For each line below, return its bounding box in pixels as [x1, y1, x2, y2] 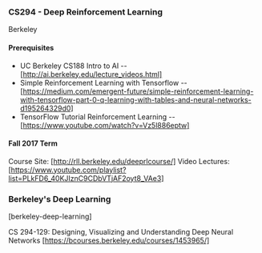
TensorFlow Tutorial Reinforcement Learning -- [19, 111, 175, 122]
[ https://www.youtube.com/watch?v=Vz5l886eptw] [19, 120, 190, 130]
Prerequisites [8, 42, 54, 52]
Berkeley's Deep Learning [8, 193, 111, 204]
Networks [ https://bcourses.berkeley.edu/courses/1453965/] [8, 235, 210, 245]
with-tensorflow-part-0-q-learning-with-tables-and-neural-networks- [19, 94, 252, 104]
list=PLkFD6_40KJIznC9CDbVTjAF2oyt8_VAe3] [8, 173, 164, 183]
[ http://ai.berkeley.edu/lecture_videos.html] [19, 69, 163, 78]
